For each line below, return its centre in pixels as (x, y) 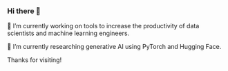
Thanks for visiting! (35, 60)
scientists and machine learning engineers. (68, 33)
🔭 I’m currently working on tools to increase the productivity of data (103, 26)
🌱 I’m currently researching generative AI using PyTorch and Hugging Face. (114, 47)
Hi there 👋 (24, 11)
